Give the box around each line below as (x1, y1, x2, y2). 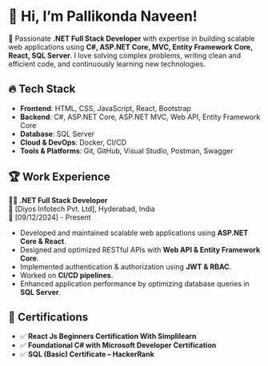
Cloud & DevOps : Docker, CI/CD (19, 137, 126, 147)
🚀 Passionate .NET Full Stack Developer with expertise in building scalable (8, 34, 255, 43)
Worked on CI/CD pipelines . (19, 270, 114, 280)
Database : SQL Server (19, 129, 94, 138)
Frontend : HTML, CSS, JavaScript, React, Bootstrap (19, 103, 192, 113)
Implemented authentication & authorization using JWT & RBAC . (19, 261, 232, 271)
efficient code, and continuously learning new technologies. (8, 59, 206, 69)
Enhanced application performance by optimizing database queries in (19, 279, 250, 288)
